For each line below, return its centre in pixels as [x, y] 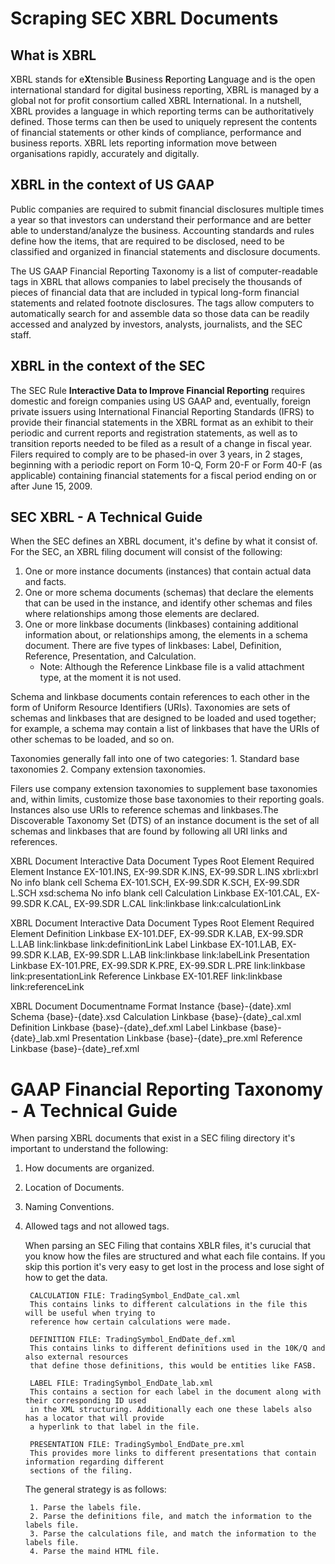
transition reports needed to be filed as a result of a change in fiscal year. [161, 443]
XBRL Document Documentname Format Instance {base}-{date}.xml [151, 1006]
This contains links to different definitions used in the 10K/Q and [177, 1348]
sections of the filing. [81, 1471]
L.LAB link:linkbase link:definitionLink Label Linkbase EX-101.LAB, [145, 944]
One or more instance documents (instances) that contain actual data [168, 571]
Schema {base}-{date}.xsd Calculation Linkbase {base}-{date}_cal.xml [156, 1017]
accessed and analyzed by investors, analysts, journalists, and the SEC [156, 324]
